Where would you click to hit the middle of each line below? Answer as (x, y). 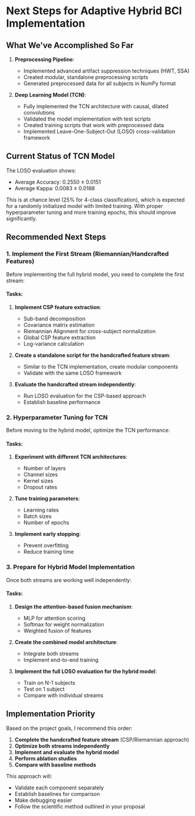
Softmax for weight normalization (64, 624)
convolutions (39, 113)
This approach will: (29, 776)
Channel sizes (40, 474)
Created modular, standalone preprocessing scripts (86, 77)
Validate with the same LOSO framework (72, 373)
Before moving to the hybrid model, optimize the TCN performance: (88, 430)
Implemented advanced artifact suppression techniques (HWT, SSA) (106, 71)
